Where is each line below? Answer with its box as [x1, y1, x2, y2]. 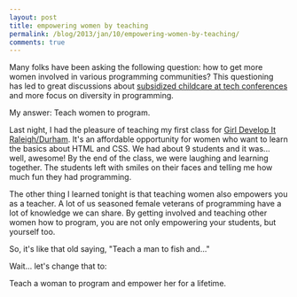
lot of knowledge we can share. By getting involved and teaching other [9, 207, 268, 218]
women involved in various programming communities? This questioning [9, 72, 274, 82]
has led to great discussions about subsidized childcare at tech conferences [9, 81, 288, 91]
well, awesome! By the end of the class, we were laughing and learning [9, 152, 269, 164]
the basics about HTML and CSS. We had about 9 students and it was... [9, 144, 270, 154]
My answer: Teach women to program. [9, 107, 151, 118]
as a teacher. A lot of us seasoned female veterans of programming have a [9, 199, 282, 209]
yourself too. [9, 227, 56, 238]
